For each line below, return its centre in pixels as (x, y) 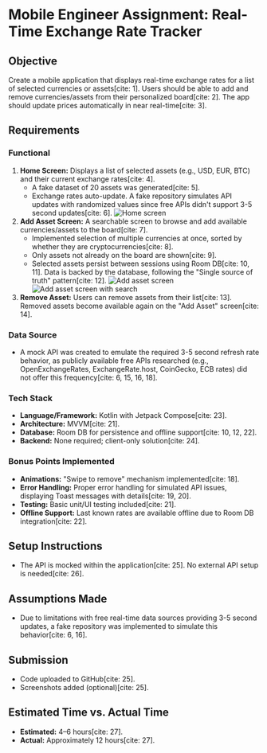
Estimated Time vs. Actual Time (89, 713)
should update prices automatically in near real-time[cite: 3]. (108, 105)
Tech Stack (31, 398)
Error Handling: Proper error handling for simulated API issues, (123, 487)
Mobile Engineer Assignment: (108, 15)
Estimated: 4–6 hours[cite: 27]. (71, 732)
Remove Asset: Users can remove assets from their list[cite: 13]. (126, 297)
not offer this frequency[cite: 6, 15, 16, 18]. (88, 377)
